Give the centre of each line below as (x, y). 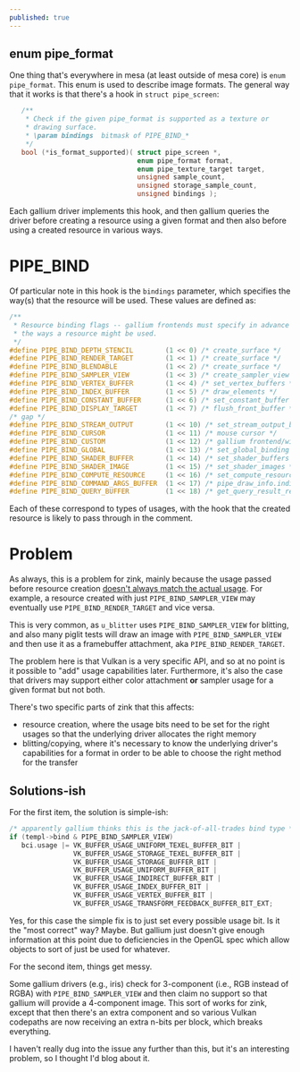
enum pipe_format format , (185, 161)
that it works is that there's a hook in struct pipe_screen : (114, 94)
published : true (39, 17)
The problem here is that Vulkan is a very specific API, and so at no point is (147, 661)
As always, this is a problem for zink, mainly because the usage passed (141, 579)
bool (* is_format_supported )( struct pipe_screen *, (121, 152)
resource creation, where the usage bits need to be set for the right (146, 725)
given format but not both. (57, 690)
